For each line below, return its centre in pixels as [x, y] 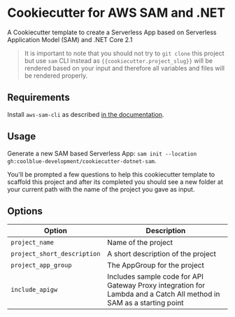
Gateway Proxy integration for [156, 286]
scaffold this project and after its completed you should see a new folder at [115, 182]
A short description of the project [162, 254]
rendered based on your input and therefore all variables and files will [124, 68]
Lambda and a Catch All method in [164, 294]
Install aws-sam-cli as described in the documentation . [86, 114]
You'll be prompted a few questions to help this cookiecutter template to [111, 174]
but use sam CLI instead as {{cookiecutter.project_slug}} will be [119, 60]
